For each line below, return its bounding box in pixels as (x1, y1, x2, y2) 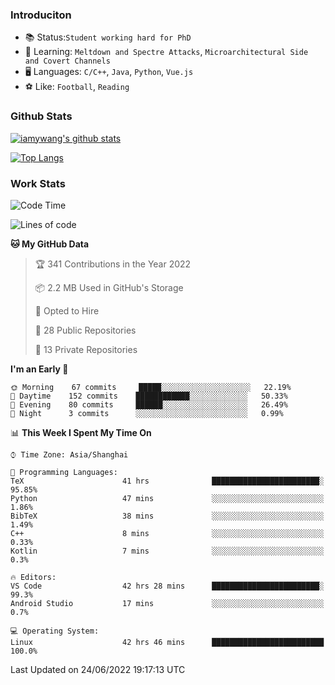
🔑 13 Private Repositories (34, 343, 138, 355)
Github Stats (10, 109, 73, 123)
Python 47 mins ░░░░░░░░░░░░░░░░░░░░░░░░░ (10, 493, 325, 503)
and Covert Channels (24, 56, 111, 67)
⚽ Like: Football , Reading (24, 81, 130, 93)
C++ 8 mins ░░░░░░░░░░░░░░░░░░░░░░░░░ (10, 528, 325, 538)
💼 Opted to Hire (34, 304, 100, 317)
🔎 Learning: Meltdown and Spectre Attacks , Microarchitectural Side (24, 46, 309, 58)
